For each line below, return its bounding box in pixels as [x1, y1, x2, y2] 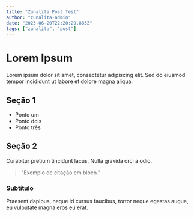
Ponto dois [14, 118, 42, 124]
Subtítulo [6, 184, 34, 192]
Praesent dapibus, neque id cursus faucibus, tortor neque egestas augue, [6, 198, 189, 205]
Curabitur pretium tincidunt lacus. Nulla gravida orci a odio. [6, 157, 152, 164]
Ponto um [14, 111, 39, 118]
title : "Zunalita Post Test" [6, 8, 79, 15]
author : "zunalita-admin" [6, 14, 71, 20]
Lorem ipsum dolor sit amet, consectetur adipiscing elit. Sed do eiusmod [6, 72, 186, 79]
